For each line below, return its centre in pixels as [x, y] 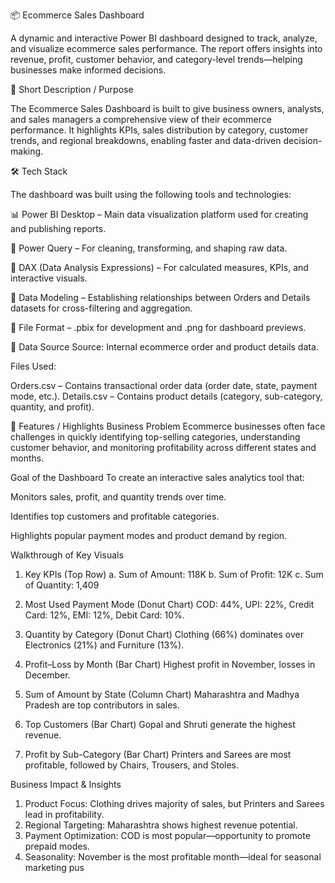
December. [47, 675]
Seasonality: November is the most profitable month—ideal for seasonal [173, 857]
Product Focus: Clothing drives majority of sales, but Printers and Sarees [174, 803]
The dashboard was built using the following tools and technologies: [151, 194]
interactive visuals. [49, 278]
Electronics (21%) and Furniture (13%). [104, 645]
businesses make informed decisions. [88, 70]
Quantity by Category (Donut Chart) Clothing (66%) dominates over [164, 634]
